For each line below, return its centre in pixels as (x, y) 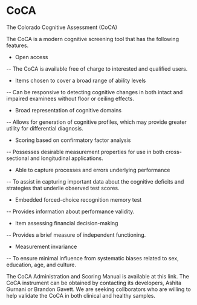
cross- (174, 152)
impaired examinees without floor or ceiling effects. (70, 98)
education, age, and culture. (41, 265)
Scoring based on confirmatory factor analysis (73, 140)
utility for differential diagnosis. (45, 128)
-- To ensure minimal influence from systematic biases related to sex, (93, 258)
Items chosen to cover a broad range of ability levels (80, 80)
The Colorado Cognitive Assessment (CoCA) (62, 27)
